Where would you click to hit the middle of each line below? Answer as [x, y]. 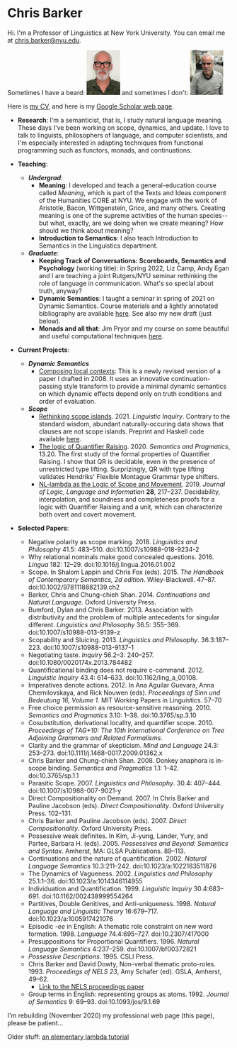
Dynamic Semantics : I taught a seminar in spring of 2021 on [127, 298]
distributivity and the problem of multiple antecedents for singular [124, 617]
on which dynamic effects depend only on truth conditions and [130, 393]
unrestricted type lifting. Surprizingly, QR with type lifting [121, 469]
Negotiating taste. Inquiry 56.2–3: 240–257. [91, 655]
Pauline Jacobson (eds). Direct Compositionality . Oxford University [126, 805]
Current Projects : [43, 350]
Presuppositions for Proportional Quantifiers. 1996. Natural [114, 941]
